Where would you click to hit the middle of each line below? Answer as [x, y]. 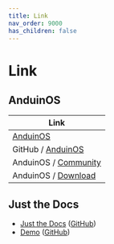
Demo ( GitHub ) [45, 232]
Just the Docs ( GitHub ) [58, 224]
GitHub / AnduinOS [48, 150]
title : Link [28, 16]
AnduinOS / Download [54, 176]
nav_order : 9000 [35, 23]
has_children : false [43, 31]
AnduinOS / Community [57, 163]
